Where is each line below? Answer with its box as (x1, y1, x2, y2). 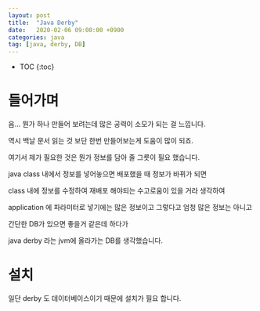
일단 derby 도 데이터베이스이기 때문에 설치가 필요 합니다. (8, 294, 182, 302)
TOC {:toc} (19, 62, 55, 71)
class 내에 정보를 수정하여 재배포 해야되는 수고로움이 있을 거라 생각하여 (8, 186, 226, 196)
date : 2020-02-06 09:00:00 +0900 (8, 26, 125, 34)
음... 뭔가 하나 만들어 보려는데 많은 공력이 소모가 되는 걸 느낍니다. (8, 119, 206, 129)
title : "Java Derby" (8, 19, 79, 27)
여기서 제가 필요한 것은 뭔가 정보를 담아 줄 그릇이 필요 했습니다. (8, 153, 200, 162)
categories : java (8, 33, 65, 42)
